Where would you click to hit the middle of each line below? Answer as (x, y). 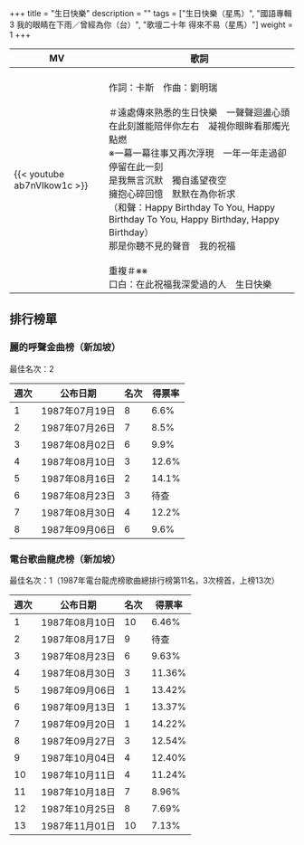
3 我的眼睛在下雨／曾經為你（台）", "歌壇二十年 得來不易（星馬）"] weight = (152, 24)
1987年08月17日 (78, 639)
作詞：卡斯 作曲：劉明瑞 (163, 87)
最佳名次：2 (32, 368)
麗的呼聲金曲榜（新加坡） (65, 347)
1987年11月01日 (78, 826)
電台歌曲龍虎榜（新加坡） (65, 559)
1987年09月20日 (78, 724)
